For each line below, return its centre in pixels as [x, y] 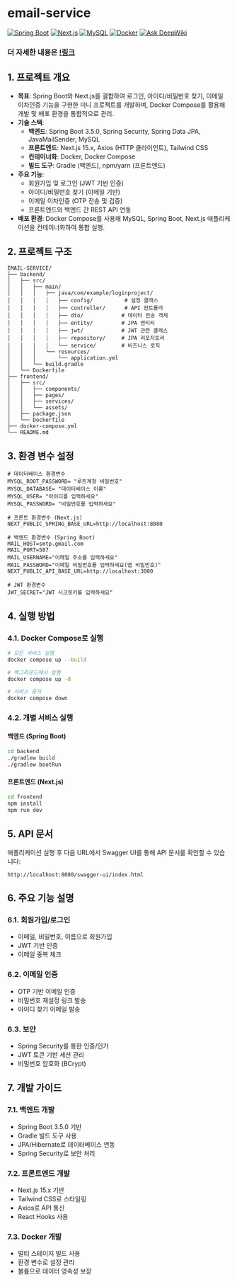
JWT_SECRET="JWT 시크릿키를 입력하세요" [60, 593]
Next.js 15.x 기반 [41, 1190]
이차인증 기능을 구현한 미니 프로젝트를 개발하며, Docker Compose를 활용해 [121, 105]
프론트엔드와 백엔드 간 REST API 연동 [80, 210]
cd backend [23, 752]
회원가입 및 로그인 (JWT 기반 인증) [76, 183]
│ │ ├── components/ [44, 389]
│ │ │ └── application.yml [63, 358]
